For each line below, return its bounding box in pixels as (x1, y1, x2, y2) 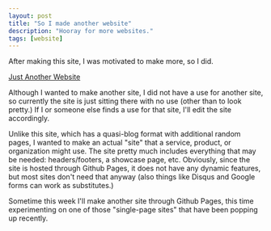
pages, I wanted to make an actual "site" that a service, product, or (8, 138, 232, 148)
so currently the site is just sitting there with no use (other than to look (8, 96, 242, 106)
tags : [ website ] (8, 34, 63, 43)
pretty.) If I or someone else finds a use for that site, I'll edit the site (8, 105, 232, 115)
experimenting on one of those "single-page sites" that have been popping (8, 205, 259, 215)
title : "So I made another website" (8, 19, 132, 27)
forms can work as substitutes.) (8, 181, 114, 191)
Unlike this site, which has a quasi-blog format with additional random (8, 129, 241, 139)
